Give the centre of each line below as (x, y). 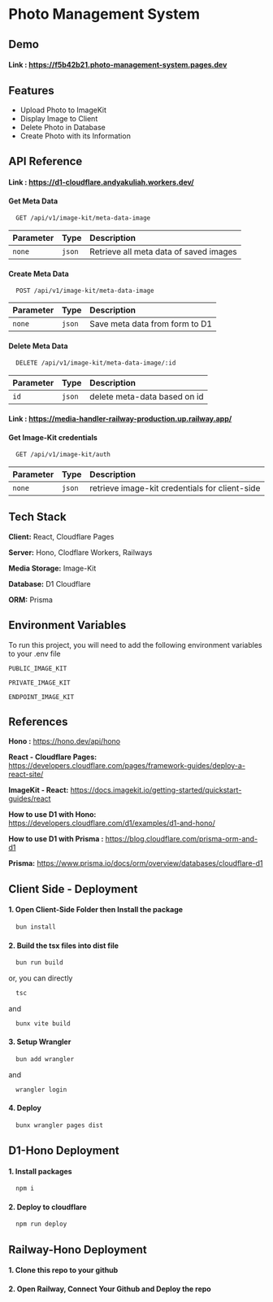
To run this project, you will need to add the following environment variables (135, 644)
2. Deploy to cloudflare (48, 1207)
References (38, 722)
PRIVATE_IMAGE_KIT (39, 683)
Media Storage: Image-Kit (52, 568)
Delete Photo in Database (63, 127)
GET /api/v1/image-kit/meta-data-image (83, 218)
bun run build (39, 963)
